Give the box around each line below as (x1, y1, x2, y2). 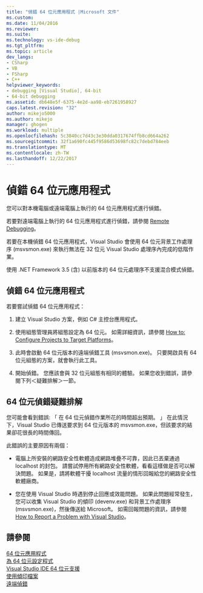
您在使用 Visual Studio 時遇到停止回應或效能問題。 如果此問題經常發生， (15, 490, 196, 497)
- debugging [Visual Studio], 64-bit (6, 88, 102, 94)
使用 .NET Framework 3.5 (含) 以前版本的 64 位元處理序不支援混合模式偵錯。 (6, 266, 198, 273)
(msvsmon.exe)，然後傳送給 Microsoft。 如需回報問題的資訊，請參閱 (15, 505, 187, 512)
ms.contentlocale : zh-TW (6, 150, 69, 156)
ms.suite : (6, 32, 32, 38)
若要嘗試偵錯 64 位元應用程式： (6, 303, 85, 310)
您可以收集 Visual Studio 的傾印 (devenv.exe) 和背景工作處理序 (15, 498, 171, 505)
